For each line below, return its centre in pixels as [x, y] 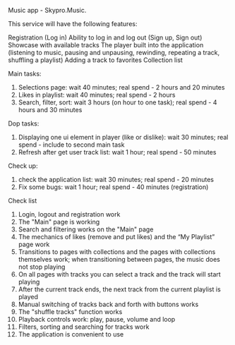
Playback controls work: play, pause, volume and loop [97, 319]
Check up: [23, 166]
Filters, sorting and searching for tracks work [84, 327]
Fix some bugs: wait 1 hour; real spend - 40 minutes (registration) [113, 187]
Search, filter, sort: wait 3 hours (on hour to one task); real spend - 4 [117, 102]
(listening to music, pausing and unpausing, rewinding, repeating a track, [114, 53]
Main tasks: [25, 74]
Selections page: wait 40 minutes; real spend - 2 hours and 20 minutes [121, 87]
